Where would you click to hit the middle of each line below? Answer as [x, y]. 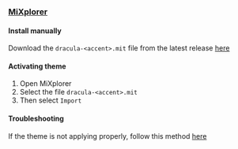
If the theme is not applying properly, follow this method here [108, 136]
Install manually [35, 31]
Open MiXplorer [45, 84]
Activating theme [37, 66]
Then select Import [51, 100]
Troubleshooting [36, 118]
